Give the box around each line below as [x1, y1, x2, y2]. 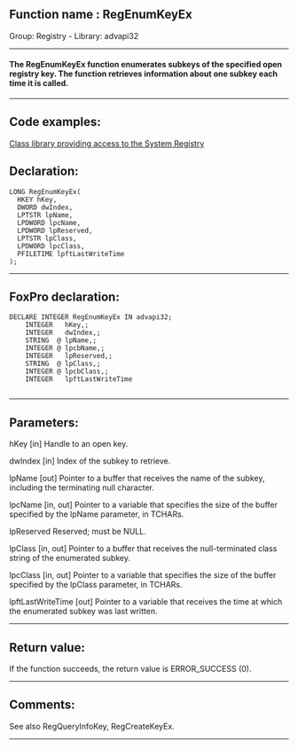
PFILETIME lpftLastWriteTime [17, 249, 125, 258]
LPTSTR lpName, [17, 210, 74, 220]
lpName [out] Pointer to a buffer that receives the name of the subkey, [9, 473, 265, 484]
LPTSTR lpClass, [17, 234, 77, 243]
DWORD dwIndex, [17, 203, 74, 212]
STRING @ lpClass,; [25, 359, 101, 369]
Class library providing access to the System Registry [9, 137, 205, 149]
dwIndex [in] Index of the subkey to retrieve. [9, 456, 171, 466]
